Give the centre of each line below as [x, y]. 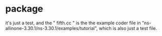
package [24, 9]
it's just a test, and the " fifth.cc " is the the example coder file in [73, 23]
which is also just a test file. [128, 28]
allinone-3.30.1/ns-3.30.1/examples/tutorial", [52, 28]
